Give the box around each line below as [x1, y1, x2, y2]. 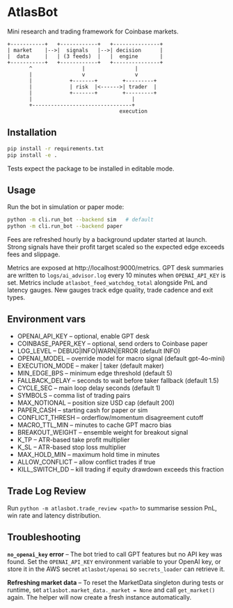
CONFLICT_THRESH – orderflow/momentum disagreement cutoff [17, 413, 204, 421]
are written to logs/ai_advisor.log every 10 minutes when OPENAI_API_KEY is [7, 271, 226, 279]
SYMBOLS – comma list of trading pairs [17, 391, 131, 399]
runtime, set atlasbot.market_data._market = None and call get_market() [7, 586, 216, 594]
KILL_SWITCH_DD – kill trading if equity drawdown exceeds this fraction [17, 465, 224, 474]
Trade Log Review [7, 485, 87, 497]
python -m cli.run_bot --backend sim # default [7, 217, 154, 224]
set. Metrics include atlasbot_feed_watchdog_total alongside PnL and [7, 279, 207, 287]
